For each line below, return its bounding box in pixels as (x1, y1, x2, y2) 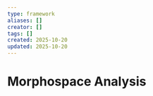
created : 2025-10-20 (7, 37, 68, 44)
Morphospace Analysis (7, 73, 147, 90)
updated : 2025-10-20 (7, 43, 68, 50)
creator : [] (7, 23, 42, 30)
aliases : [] (7, 17, 42, 24)
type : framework (7, 10, 55, 18)
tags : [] (7, 30, 33, 37)
